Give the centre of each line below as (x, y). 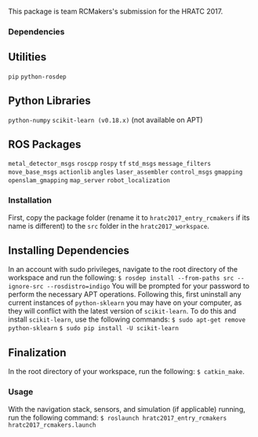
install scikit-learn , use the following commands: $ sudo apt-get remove (127, 319)
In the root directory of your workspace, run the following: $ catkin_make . (127, 372)
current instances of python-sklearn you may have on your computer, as (125, 303)
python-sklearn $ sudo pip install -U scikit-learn (93, 329)
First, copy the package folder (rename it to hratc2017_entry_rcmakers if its (129, 217)
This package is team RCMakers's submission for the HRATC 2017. (116, 11)
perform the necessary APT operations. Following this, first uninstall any (125, 295)
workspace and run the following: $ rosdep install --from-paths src (121, 277)
